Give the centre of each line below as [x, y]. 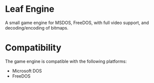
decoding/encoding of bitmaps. [37, 28]
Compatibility [33, 48]
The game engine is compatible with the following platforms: [66, 61]
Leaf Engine [30, 9]
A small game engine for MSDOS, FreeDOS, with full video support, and [77, 23]
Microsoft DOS [27, 71]
